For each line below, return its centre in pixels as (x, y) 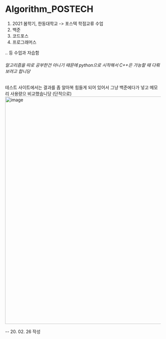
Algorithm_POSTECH (49, 9)
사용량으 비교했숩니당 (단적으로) (41, 94)
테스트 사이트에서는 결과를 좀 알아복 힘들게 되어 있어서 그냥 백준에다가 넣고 (77, 87)
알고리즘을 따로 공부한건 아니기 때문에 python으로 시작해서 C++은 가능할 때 (78, 65)
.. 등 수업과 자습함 (22, 53)
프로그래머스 (24, 42)
